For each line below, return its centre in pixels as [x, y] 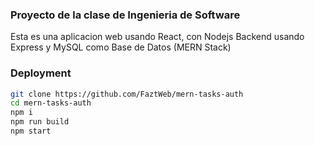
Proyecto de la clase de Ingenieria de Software [125, 15]
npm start [31, 131]
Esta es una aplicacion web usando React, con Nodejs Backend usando [157, 37]
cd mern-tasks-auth [51, 103]
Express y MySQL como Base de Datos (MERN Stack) [121, 47]
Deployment [41, 73]
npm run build [40, 122]
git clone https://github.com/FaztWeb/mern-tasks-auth [127, 94]
